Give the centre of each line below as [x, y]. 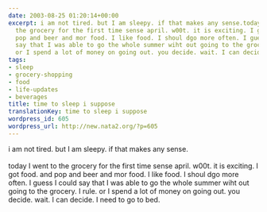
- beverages [28, 97]
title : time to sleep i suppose [62, 104]
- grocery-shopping [41, 75]
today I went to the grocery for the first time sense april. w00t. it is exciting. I [133, 166]
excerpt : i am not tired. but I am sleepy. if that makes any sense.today [135, 23]
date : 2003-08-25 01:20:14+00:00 [64, 15]
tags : [17, 60]
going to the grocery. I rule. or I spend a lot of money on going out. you [124, 191]
